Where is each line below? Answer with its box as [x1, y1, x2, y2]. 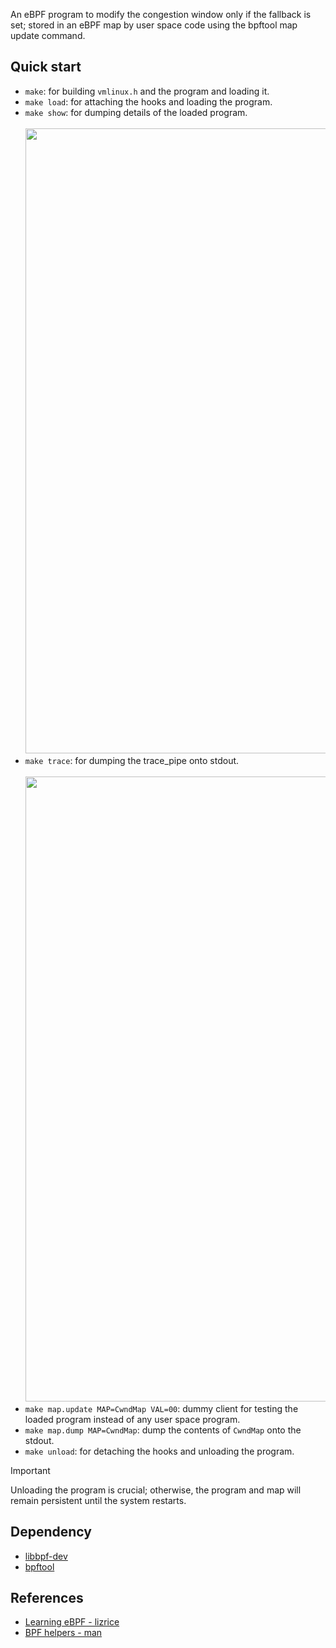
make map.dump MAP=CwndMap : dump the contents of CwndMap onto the [24, 1424, 302, 1436]
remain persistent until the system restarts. [10, 1494, 187, 1506]
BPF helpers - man [24, 1627, 103, 1639]
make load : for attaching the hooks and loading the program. [24, 95, 273, 108]
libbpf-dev [24, 1550, 68, 1562]
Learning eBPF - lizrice [24, 1616, 120, 1628]
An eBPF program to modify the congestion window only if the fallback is [10, 9, 312, 20]
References [10, 1590, 84, 1607]
